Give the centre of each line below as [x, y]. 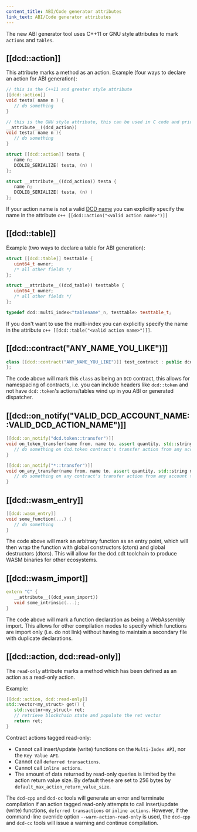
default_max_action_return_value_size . [63, 786]
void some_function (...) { [39, 519]
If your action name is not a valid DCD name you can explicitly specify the [95, 209]
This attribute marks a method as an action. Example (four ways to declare [96, 73]
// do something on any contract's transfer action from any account [101, 476]
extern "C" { [22, 592]
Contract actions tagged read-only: [49, 737]
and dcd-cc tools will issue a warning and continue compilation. [82, 823]
